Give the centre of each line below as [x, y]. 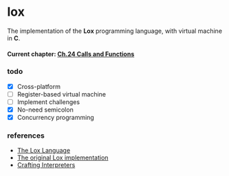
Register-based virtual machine [62, 94]
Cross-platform [39, 86]
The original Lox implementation [63, 158]
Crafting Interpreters [46, 165]
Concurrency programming [55, 118]
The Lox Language [44, 151]
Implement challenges [48, 102]
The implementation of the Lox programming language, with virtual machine [115, 31]
